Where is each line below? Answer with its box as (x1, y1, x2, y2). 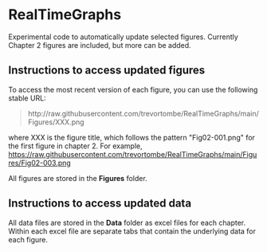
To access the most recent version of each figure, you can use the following (8, 85, 258, 94)
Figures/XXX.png (27, 117, 85, 127)
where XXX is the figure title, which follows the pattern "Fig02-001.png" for (8, 132, 255, 142)
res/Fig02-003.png (8, 158, 72, 167)
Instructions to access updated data (8, 197, 192, 211)
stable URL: (8, 93, 46, 103)
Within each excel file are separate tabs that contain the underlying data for (8, 226, 257, 236)
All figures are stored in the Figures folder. (8, 173, 147, 183)
